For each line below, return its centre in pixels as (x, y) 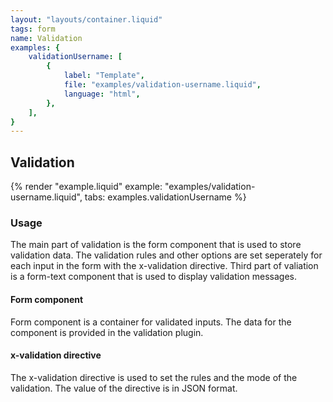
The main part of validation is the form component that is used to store (156, 245)
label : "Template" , (104, 76)
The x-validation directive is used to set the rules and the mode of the (154, 377)
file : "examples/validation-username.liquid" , (162, 85)
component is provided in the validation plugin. (107, 332)
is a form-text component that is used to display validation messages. (153, 277)
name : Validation (46, 38)
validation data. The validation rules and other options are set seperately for (166, 255)
